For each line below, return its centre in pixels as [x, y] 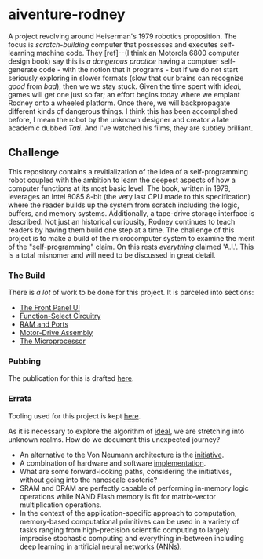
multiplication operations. [60, 505]
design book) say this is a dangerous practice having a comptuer [113, 61]
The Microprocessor [53, 341]
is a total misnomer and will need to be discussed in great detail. [112, 255]
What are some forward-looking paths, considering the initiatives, [125, 471]
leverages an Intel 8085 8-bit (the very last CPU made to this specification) [130, 196]
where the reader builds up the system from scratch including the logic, [124, 205]
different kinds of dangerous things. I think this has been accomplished [123, 111]
